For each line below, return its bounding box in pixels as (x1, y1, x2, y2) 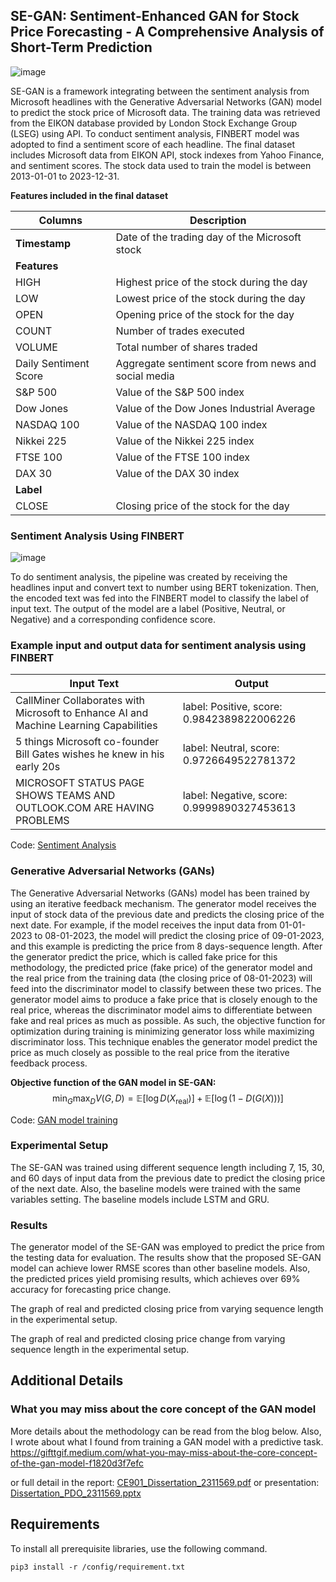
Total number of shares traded (115, 340, 258, 354)
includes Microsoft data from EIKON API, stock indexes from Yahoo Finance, (10, 149, 325, 161)
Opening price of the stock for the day (115, 307, 295, 321)
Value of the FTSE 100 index (115, 450, 250, 464)
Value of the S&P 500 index (115, 385, 245, 399)
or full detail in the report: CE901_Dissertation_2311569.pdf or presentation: (10, 1476, 320, 1488)
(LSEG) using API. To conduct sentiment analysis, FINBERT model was (10, 127, 300, 139)
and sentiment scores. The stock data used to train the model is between (10, 159, 312, 171)
